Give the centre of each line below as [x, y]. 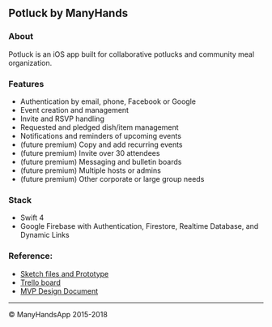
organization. [30, 62]
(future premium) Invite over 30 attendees [90, 153]
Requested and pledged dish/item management [100, 127]
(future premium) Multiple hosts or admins [91, 170]
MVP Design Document [59, 290]
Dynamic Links [45, 235]
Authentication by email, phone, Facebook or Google [108, 101]
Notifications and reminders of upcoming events [101, 136]
